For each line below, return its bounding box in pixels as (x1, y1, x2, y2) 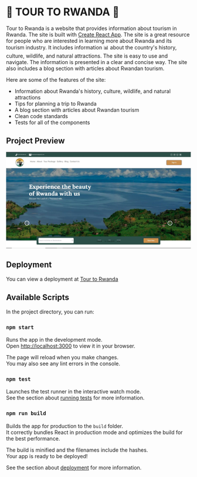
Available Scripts (6, 292, 69, 302)
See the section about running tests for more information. (6, 394, 145, 402)
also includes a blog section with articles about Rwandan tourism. (6, 65, 165, 72)
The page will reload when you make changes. (6, 354, 119, 361)
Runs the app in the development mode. (6, 336, 103, 343)
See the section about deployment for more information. (6, 464, 142, 471)
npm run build (6, 410, 46, 417)
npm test (6, 376, 31, 382)
